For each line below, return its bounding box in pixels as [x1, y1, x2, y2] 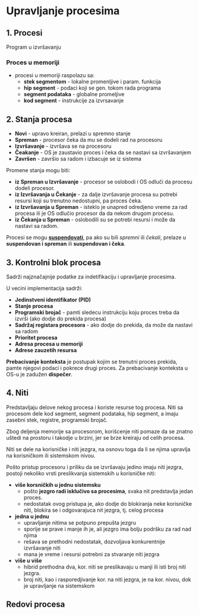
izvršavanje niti [23, 544, 61, 551]
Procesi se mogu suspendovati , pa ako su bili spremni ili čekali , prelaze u [6, 234, 187, 241]
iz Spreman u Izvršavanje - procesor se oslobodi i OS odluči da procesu [14, 178, 193, 185]
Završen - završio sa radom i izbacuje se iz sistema [14, 156, 141, 163]
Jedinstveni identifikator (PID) [14, 296, 91, 303]
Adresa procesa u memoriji [14, 340, 83, 347]
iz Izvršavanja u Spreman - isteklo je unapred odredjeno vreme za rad [14, 204, 188, 211]
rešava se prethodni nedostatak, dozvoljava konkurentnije [23, 538, 165, 545]
